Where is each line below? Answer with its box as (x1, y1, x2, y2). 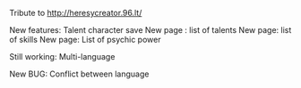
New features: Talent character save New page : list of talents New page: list (9, 25, 292, 35)
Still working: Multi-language (9, 52, 116, 61)
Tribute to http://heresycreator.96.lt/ (9, 8, 142, 18)
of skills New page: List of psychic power (9, 35, 161, 44)
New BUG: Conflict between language (9, 68, 150, 79)
